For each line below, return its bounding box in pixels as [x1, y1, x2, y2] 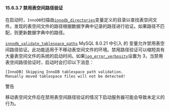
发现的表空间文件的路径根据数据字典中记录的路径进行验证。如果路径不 [14, 23, 160, 29]
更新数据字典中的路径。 [18, 29, 67, 35]
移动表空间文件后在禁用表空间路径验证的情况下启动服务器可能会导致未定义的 [5, 94, 165, 100]
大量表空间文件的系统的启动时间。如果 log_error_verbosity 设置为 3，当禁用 [5, 53, 163, 59]
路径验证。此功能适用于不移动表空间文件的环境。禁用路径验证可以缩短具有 [9, 47, 165, 53]
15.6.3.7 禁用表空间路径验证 [5, 5, 63, 11]
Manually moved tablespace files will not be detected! [5, 74, 125, 79]
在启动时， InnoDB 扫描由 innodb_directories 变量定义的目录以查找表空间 [5, 17, 153, 23]
